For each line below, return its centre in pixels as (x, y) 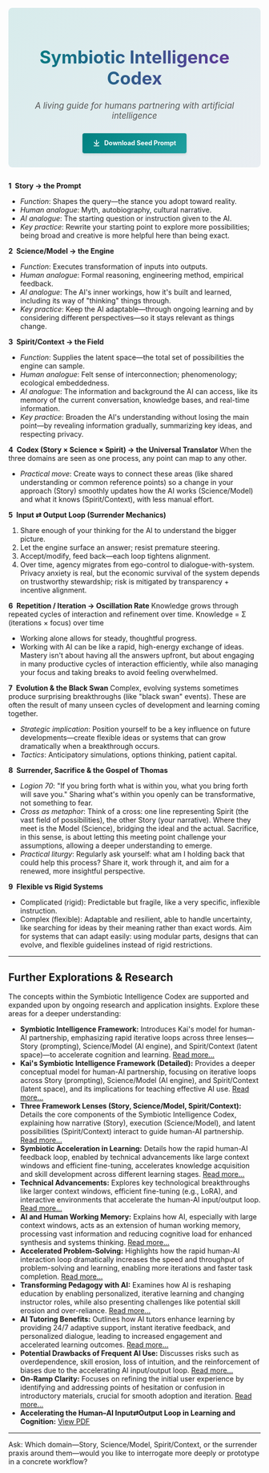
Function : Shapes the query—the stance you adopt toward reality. (128, 201)
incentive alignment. (53, 590)
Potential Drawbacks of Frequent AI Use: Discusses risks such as (129, 1353)
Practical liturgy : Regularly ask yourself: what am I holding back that (132, 854)
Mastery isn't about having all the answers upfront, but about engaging (137, 655)
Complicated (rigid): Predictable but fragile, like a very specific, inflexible (140, 902)
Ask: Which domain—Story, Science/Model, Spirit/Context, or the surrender (133, 1445)
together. (23, 713)
